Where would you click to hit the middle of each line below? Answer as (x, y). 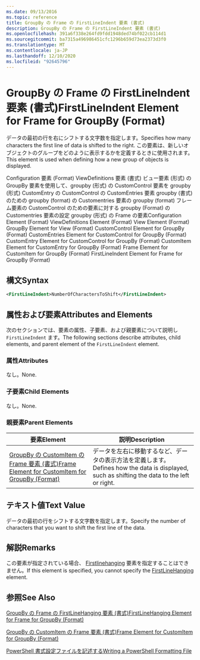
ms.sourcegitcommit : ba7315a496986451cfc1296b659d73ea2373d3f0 (86, 39)
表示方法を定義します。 (137, 460)
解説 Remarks (31, 548)
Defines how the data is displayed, (140, 468)
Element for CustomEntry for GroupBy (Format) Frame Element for (87, 247)
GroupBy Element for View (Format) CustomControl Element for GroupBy (95, 228)
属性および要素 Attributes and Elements (79, 314)
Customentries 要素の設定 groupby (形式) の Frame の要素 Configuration (94, 216)
